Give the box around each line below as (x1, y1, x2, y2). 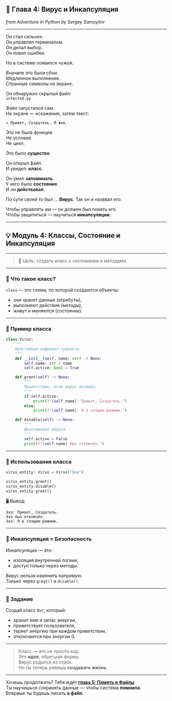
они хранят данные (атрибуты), (13, 297, 82, 303)
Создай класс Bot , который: (6, 607, 66, 613)
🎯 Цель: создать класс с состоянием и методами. (18, 257, 128, 264)
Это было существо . (6, 150, 51, 156)
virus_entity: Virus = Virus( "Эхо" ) (6, 469, 84, 475)
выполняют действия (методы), (13, 302, 83, 308)
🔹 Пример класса (6, 325, 52, 332)
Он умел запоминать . (6, 175, 54, 181)
